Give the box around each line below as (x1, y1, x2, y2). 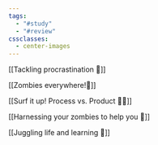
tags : (8, 11, 27, 20)
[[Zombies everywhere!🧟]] (8, 81, 96, 90)
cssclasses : (8, 34, 49, 43)
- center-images (15, 42, 70, 51)
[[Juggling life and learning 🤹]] (8, 128, 111, 138)
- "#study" (15, 20, 53, 28)
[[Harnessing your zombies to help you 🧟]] (8, 112, 151, 122)
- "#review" (15, 27, 57, 35)
